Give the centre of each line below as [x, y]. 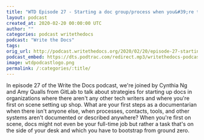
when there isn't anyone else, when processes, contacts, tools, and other [98, 111]
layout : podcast [27, 18]
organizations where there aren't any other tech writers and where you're [98, 98]
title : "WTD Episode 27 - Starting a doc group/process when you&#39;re [100, 12]
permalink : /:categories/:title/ [49, 68]
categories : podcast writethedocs [50, 35]
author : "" [20, 29]
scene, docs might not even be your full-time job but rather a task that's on [100, 124]
